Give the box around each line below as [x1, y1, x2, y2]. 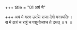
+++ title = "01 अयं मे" [5, 5, 46, 10]
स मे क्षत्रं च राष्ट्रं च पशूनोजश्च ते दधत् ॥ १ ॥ [5, 20, 72, 25]
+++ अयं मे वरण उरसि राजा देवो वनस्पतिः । [5, 14, 73, 20]
